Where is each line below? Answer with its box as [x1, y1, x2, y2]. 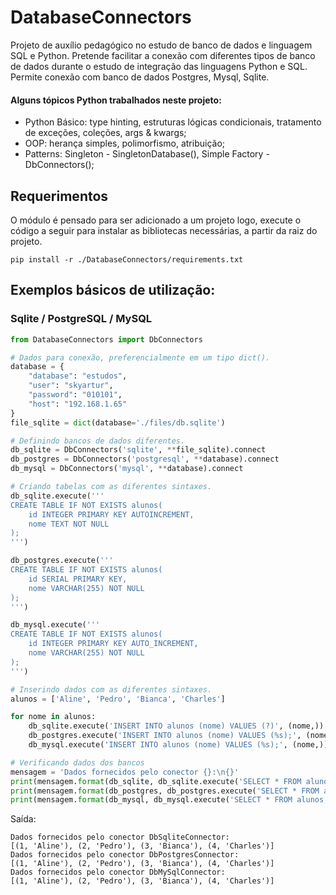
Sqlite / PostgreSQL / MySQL [10, 312, 153, 326]
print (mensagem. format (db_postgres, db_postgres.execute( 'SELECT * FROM [10, 786, 320, 796]
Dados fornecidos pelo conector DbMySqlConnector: [10, 867, 226, 878]
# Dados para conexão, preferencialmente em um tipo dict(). [10, 352, 271, 363]
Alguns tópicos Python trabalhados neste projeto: [10, 94, 222, 106]
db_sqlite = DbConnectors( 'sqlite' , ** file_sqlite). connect [10, 445, 267, 455]
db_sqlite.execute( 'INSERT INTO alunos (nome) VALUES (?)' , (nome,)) [28, 721, 325, 731]
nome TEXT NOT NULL [28, 519, 110, 529]
